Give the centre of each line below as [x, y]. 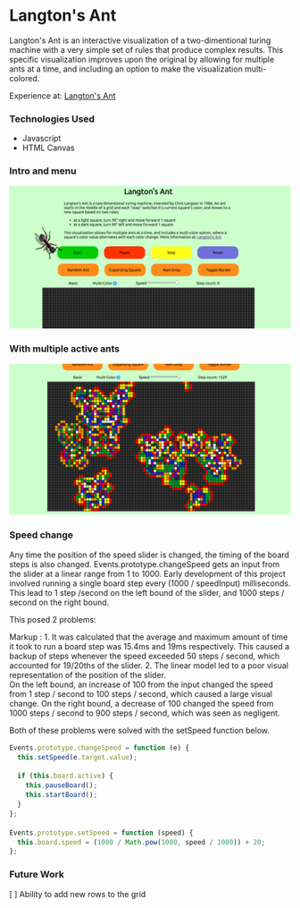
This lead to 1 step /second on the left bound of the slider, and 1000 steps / [147, 592]
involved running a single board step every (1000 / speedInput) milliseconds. [150, 583]
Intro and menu [43, 171]
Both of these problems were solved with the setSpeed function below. [140, 730]
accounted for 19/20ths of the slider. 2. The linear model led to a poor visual [149, 665]
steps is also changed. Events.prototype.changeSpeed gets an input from [144, 564]
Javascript [42, 139]
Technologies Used [52, 119]
